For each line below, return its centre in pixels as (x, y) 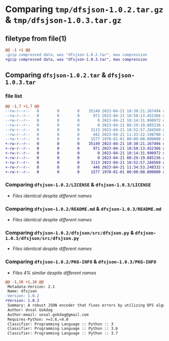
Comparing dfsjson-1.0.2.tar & (56, 75)
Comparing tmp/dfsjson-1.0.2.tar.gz (84, 9)
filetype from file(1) (36, 38)
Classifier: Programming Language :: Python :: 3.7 (63, 333)
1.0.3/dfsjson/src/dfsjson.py (42, 238)
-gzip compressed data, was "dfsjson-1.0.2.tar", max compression (76, 55)
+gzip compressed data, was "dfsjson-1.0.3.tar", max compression (76, 59)
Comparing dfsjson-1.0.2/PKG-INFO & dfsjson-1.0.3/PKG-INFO (81, 262)
